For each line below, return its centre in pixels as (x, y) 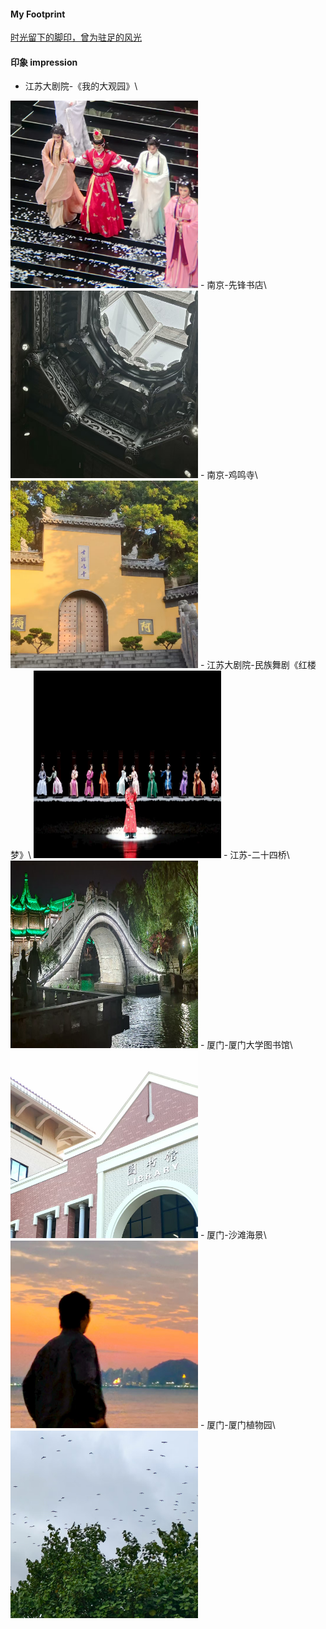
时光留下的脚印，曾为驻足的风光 (76, 37)
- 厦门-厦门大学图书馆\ (246, 1045)
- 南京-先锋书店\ (233, 285)
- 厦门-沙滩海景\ (233, 1235)
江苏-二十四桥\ (259, 855)
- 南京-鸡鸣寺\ (228, 475)
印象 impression (44, 62)
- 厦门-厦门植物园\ (237, 1425)
